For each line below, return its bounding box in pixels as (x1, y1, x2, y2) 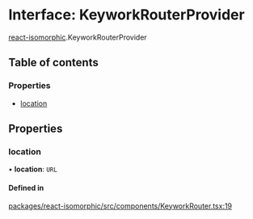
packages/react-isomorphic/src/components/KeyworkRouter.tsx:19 (8, 200, 233, 211)
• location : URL (8, 164, 58, 175)
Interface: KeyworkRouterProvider (8, 6, 245, 24)
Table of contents (8, 56, 99, 69)
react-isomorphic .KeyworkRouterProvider (8, 32, 147, 42)
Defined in (8, 183, 44, 192)
